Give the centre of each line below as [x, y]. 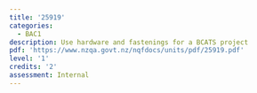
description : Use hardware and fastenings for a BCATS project [129, 42]
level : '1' [29, 58]
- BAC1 [29, 34]
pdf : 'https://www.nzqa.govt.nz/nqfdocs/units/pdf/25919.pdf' [127, 50]
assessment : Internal [49, 75]
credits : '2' [33, 67]
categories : [31, 26]
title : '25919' [37, 17]
